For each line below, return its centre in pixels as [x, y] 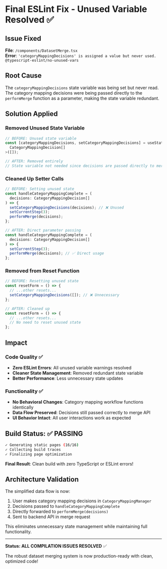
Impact [16, 343]
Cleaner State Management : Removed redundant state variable [78, 373]
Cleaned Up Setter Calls [35, 179]
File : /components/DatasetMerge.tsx [42, 50]
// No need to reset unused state [45, 323]
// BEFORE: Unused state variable [41, 138]
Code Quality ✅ [24, 357]
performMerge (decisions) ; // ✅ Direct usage [57, 253]
